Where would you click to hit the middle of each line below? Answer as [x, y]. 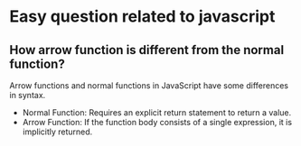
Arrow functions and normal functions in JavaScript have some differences [149, 86]
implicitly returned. [57, 132]
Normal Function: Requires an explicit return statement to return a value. [157, 113]
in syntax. [28, 95]
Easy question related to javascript [142, 17]
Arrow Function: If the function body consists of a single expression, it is [157, 122]
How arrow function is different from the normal [147, 50]
